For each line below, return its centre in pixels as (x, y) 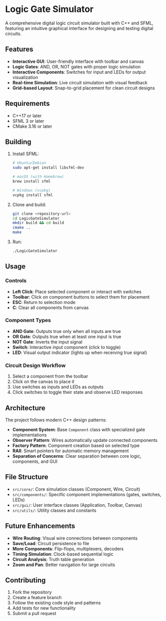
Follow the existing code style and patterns (57, 603)
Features (19, 49)
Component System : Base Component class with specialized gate (79, 429)
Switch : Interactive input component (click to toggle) (67, 347)
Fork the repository (32, 592)
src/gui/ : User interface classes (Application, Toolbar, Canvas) (77, 505)
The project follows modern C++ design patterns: (56, 420)
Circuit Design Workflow (35, 365)
